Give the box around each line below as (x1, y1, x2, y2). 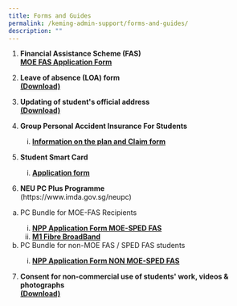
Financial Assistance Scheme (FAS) (19, 49, 141, 59)
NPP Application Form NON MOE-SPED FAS (31, 256, 180, 266)
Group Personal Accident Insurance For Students (19, 122, 187, 131)
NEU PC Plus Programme (19, 184, 105, 193)
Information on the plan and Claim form (31, 137, 166, 147)
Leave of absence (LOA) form (19, 73, 121, 83)
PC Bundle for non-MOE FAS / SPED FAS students (19, 241, 186, 250)
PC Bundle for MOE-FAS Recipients (19, 208, 137, 217)
